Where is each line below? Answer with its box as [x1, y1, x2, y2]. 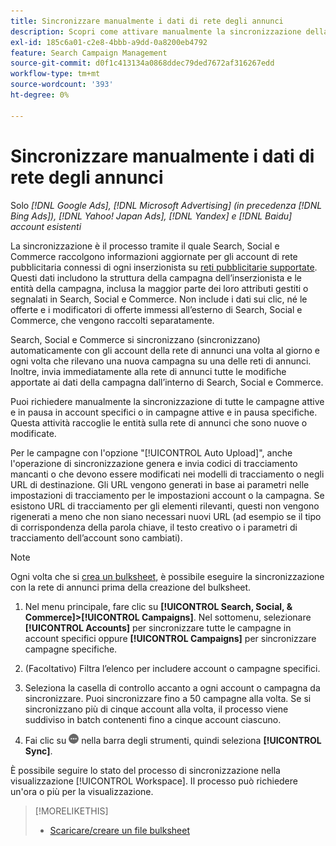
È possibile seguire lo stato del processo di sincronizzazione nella [10, 764, 281, 776]
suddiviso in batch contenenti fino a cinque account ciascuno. [24, 713, 282, 725]
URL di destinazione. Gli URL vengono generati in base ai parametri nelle [10, 478, 310, 490]
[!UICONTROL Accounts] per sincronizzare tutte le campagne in [24, 621, 292, 634]
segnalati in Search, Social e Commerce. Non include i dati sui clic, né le [10, 293, 308, 305]
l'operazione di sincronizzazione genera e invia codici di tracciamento [10, 457, 298, 469]
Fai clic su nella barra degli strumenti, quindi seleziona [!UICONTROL [24, 734, 322, 746]
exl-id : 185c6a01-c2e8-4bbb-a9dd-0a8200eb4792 [10, 37, 208, 47]
